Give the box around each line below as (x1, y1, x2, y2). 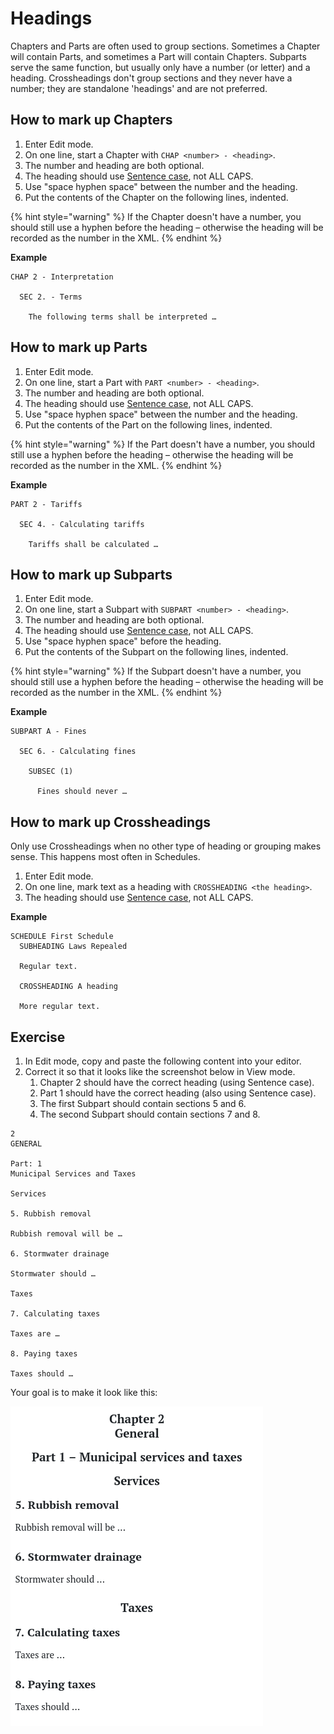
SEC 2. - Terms (19, 292, 83, 302)
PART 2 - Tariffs (10, 499, 83, 509)
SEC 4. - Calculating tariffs (19, 519, 145, 529)
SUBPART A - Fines (10, 727, 87, 737)
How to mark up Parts (10, 339, 148, 356)
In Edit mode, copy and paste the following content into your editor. (24, 1055, 302, 1067)
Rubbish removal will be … (10, 1229, 123, 1239)
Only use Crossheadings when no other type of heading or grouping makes (10, 840, 322, 852)
